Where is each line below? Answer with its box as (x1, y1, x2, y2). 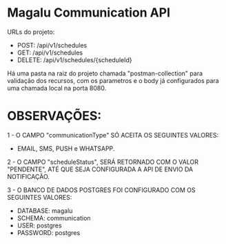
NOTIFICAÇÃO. (7, 172, 50, 180)
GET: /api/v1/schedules (17, 48, 83, 57)
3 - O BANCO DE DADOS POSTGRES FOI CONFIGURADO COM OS (7, 185, 196, 194)
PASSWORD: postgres (17, 228, 81, 236)
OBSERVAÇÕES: (7, 109, 102, 124)
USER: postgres (17, 221, 62, 229)
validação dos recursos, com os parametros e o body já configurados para (7, 76, 219, 84)
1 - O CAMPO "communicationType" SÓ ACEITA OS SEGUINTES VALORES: (7, 131, 219, 139)
